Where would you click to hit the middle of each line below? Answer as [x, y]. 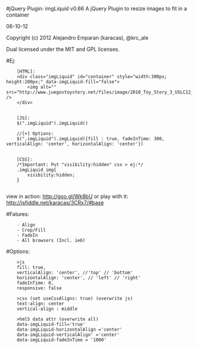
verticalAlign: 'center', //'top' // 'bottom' [75, 273]
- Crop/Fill [31, 230]
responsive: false [39, 288]
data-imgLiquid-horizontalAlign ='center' [70, 329]
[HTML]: [26, 72]
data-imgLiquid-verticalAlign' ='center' [68, 335]
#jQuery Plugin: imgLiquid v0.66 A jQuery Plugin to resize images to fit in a [97, 9]
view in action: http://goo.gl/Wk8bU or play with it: [67, 196]
